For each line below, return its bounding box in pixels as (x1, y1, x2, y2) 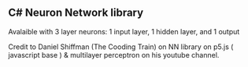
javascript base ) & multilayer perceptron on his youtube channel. (8, 50, 220, 59)
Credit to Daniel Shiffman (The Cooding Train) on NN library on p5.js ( (8, 42, 234, 51)
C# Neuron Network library (8, 6, 144, 19)
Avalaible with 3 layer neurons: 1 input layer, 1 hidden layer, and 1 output (8, 26, 240, 36)
